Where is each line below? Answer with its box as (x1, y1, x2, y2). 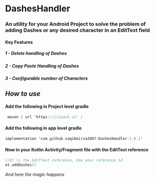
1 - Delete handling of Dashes (5, 50, 67, 56)
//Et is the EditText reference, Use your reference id (5, 158, 123, 163)
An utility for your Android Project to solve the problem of (5, 21, 146, 28)
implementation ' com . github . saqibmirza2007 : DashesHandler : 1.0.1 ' (5, 136, 143, 141)
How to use (5, 90, 41, 98)
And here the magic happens (5, 171, 65, 177)
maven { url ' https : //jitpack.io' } (7, 114, 83, 119)
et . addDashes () (5, 162, 37, 167)
